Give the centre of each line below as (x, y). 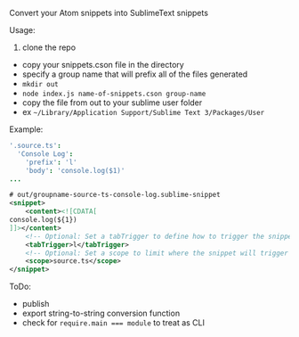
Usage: (22, 30)
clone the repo (49, 47)
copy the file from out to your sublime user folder (112, 103)
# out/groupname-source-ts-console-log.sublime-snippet (115, 195)
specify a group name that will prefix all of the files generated (135, 74)
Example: (26, 129)
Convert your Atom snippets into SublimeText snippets (109, 13)
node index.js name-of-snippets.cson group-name (114, 94)
